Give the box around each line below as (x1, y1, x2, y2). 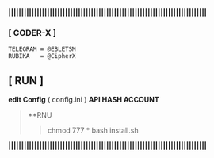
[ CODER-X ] (8, 27, 57, 38)
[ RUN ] (8, 74, 44, 87)
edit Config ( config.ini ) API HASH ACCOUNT (8, 95, 160, 105)
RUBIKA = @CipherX (8, 52, 77, 60)
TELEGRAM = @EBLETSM (8, 45, 77, 53)
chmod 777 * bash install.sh (47, 125, 139, 135)
